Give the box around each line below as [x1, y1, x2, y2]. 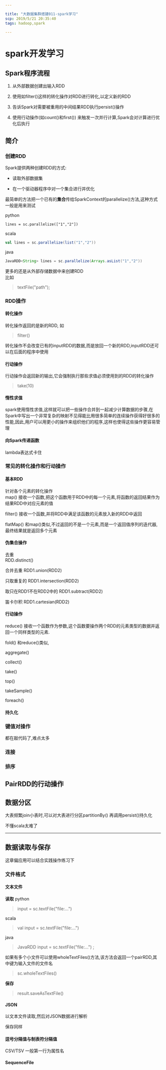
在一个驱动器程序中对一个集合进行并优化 [12, 186, 95, 192]
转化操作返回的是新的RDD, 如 [5, 322, 64, 329]
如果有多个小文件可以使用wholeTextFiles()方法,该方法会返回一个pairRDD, [5, 954, 153, 960]
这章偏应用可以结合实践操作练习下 [5, 857, 75, 863]
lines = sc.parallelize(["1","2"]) [5, 222, 79, 227]
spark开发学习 [5, 48, 64, 59]
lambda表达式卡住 [5, 449, 42, 455]
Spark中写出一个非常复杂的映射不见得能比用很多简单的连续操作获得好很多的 [5, 413, 160, 419]
